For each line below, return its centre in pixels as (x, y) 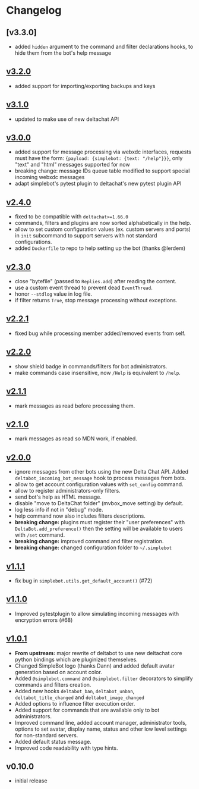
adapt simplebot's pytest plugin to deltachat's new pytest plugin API (98, 184)
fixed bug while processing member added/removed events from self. (100, 333)
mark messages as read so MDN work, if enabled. (76, 439)
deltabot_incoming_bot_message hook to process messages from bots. (100, 478)
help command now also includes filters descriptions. (80, 516)
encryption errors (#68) (44, 620)
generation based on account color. (58, 672)
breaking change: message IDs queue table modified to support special (102, 171)
